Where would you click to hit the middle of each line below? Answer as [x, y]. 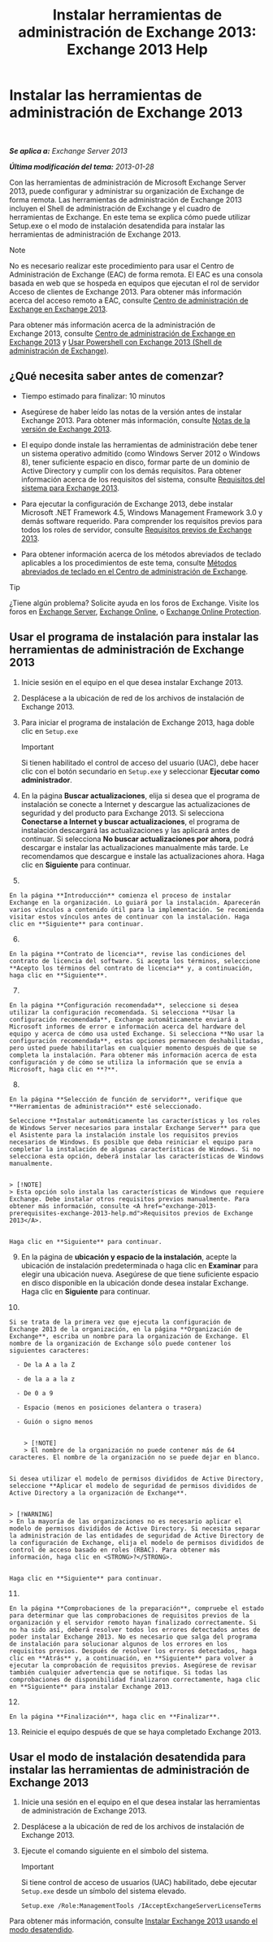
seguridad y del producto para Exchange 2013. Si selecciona [122, 813]
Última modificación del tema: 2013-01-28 [82, 166]
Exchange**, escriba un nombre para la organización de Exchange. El [130, 1336]
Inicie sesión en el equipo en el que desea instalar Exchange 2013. [132, 682]
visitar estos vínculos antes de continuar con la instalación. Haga [130, 917]
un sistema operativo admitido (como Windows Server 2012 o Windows [141, 453]
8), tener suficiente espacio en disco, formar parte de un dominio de [135, 462]
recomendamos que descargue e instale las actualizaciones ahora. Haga [143, 856]
